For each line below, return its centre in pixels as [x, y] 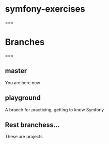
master [16, 71]
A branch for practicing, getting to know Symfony [54, 109]
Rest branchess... [32, 125]
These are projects [24, 137]
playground [23, 98]
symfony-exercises [45, 9]
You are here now [23, 82]
